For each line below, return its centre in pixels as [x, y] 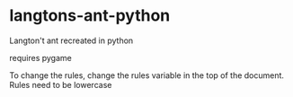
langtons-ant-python [90, 16]
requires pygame [40, 57]
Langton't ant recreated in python [71, 40]
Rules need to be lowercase [61, 84]
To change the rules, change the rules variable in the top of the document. [147, 75]
